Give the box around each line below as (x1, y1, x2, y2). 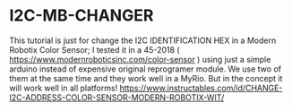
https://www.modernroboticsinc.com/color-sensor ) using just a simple (9, 54, 271, 64)
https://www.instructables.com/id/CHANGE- (119, 82, 283, 93)
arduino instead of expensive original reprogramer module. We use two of (9, 64, 282, 74)
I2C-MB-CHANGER (9, 5, 154, 26)
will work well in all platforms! (9, 82, 118, 93)
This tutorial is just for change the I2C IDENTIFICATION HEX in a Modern (9, 35, 277, 46)
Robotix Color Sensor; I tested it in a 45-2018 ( (9, 44, 181, 55)
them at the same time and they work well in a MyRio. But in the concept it (9, 73, 283, 83)
